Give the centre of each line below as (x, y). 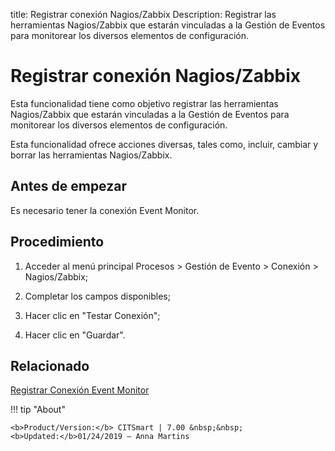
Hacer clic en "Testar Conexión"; (92, 315)
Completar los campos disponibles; (97, 296)
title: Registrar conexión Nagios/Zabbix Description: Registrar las (143, 14)
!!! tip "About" (38, 410)
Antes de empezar (68, 186)
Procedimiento (57, 242)
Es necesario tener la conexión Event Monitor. (105, 210)
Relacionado (50, 365)
